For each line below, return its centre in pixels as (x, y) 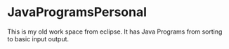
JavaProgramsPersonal (77, 12)
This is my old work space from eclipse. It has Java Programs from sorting (115, 31)
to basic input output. (38, 38)
